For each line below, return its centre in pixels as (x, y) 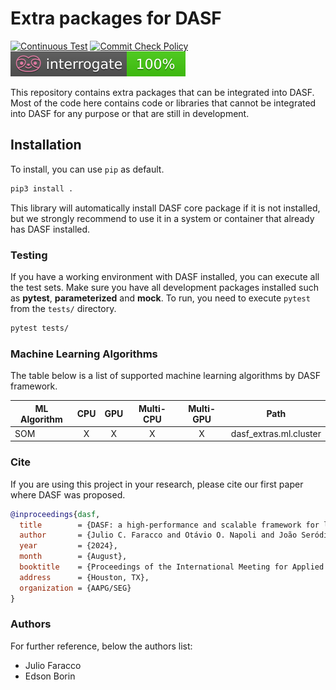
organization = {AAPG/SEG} (75, 588)
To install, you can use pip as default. (87, 169)
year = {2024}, (68, 546)
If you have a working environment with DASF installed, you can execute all (165, 276)
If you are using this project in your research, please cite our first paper (157, 484)
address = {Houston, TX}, (84, 577)
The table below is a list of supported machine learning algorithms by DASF (165, 376)
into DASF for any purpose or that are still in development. (130, 113)
